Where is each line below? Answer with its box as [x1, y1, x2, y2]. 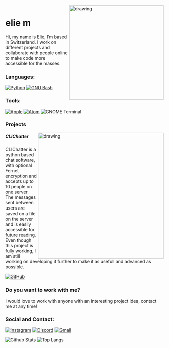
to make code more [5, 55, 46, 61]
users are [5, 205, 25, 211]
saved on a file [5, 211, 36, 217]
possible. [5, 264, 24, 270]
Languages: [5, 73, 35, 80]
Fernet [5, 168, 19, 174]
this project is [5, 243, 34, 249]
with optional [5, 162, 32, 168]
